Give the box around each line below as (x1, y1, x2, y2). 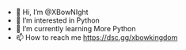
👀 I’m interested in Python (15, 16, 101, 25)
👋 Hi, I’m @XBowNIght (15, 8, 89, 16)
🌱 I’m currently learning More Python (15, 24, 136, 33)
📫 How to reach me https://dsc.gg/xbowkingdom (15, 33, 178, 42)
